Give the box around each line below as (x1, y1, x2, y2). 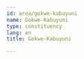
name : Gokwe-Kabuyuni (6, 16, 69, 23)
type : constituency (6, 23, 63, 29)
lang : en (6, 29, 32, 36)
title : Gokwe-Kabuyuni (6, 36, 72, 43)
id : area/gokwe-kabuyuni (6, 10, 78, 17)
